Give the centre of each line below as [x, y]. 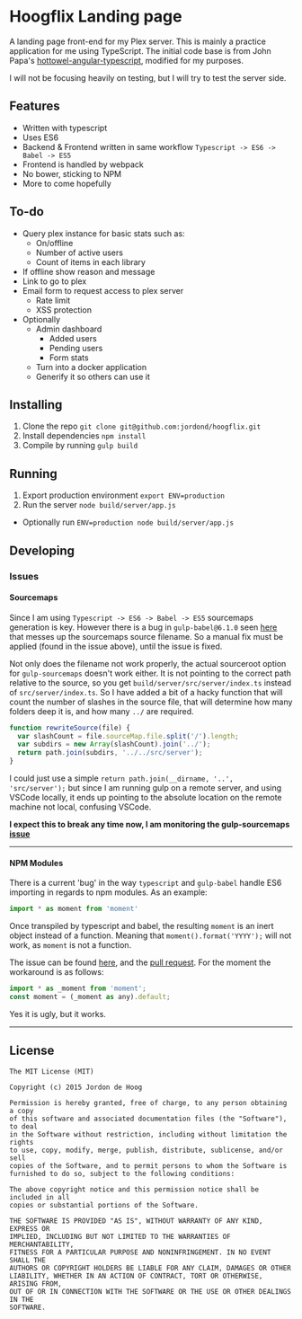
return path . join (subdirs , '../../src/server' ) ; [110, 753]
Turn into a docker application [91, 367]
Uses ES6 [40, 137]
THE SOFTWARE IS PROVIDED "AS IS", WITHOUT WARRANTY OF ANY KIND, [136, 1221]
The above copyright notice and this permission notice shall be [134, 1189]
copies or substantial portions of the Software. [104, 1205]
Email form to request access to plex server [103, 290]
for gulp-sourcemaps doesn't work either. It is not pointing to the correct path [151, 673]
